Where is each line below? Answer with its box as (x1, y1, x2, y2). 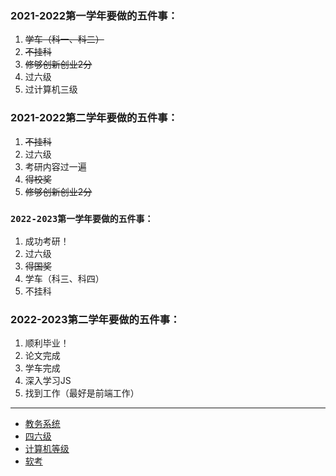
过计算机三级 (24, 83, 78, 96)
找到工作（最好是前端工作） (24, 387, 140, 399)
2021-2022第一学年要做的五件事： (10, 8, 178, 22)
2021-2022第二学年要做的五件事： (10, 111, 178, 125)
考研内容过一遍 (24, 160, 87, 172)
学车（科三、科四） (24, 272, 105, 284)
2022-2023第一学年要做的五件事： (10, 213, 154, 224)
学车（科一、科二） (24, 33, 105, 46)
